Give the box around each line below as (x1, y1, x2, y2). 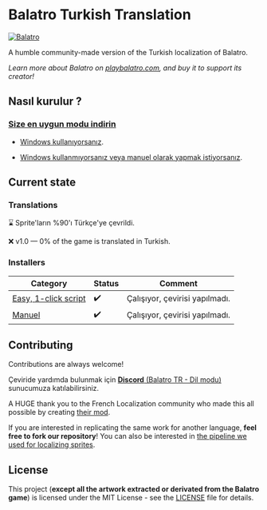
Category (30, 277, 68, 289)
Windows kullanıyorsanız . (19, 137, 104, 146)
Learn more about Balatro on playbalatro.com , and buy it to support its (8, 62, 242, 73)
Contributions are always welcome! (8, 360, 124, 369)
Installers (8, 257, 45, 269)
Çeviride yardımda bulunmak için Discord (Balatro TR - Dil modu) (8, 375, 222, 384)
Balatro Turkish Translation (8, 6, 191, 24)
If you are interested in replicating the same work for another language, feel (8, 423, 257, 432)
